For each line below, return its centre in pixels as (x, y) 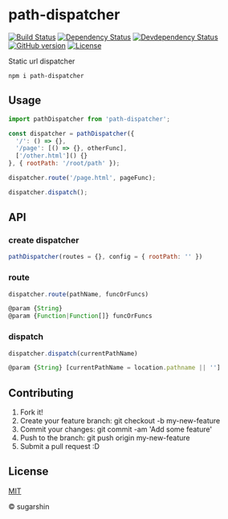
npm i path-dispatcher (46, 76)
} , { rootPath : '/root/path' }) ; (64, 163)
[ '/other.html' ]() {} (52, 156)
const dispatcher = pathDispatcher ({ (71, 133)
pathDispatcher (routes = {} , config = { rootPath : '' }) (106, 257)
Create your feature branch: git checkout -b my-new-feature (120, 421)
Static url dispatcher (42, 61)
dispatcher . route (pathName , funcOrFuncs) (79, 294)
